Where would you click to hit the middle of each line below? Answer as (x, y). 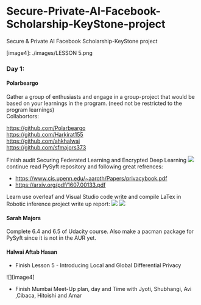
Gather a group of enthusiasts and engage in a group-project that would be (100, 97)
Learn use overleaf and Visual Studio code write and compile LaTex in (94, 197)
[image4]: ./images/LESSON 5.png (50, 52)
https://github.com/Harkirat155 (45, 135)
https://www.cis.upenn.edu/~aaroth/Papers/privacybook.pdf (91, 179)
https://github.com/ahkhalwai (43, 141)
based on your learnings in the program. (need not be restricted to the (94, 103)
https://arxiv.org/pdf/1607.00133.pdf (60, 185)
